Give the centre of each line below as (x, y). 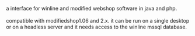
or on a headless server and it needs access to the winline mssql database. (97, 27)
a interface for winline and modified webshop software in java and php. (92, 8)
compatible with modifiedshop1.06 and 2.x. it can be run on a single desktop (98, 21)
